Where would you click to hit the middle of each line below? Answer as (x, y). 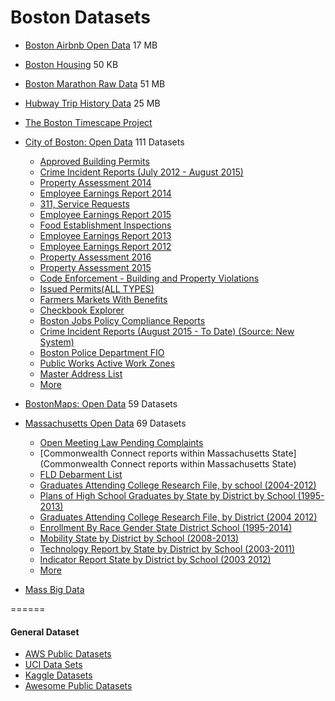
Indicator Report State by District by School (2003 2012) (155, 559)
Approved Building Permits (94, 161)
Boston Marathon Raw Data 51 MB (95, 83)
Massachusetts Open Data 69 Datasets (105, 423)
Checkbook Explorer (82, 310)
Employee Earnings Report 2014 (105, 193)
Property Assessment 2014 (95, 182)
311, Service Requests (84, 203)
